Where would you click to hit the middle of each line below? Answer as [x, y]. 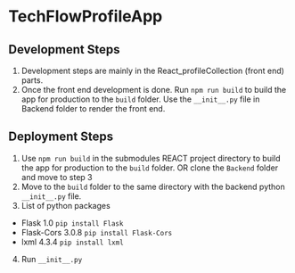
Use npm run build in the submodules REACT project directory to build [151, 158]
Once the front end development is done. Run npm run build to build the [154, 90]
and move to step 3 [57, 177]
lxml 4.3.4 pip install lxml [72, 242]
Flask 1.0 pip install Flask [72, 223]
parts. [32, 80]
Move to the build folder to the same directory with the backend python [153, 186]
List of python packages [66, 205]
